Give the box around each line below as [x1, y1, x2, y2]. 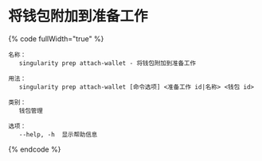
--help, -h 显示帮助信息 [18, 130, 98, 139]
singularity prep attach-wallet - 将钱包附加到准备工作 [18, 59, 197, 67]
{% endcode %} [8, 144, 61, 154]
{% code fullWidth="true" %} [8, 33, 104, 44]
